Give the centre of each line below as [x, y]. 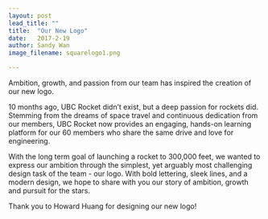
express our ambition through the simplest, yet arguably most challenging [130, 165]
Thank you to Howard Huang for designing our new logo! [103, 206]
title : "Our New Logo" [48, 30]
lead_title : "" [34, 23]
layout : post [30, 16]
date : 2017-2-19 [39, 38]
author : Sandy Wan [39, 46]
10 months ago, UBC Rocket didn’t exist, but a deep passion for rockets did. [134, 107]
